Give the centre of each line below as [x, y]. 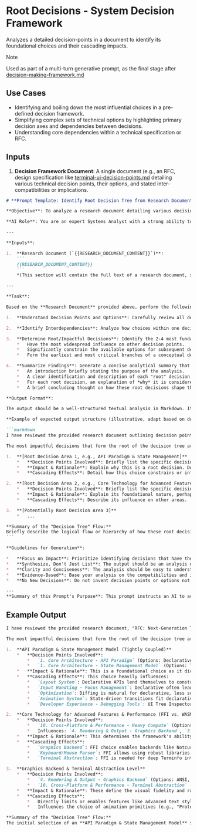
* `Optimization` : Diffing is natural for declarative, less [106, 693]
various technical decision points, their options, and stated [85, 184]
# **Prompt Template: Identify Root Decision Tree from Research [87, 201]
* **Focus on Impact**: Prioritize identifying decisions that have [94, 559]
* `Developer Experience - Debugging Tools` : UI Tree [97, 704]
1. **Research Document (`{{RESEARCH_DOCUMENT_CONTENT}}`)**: [85, 253]
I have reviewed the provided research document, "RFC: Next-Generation [97, 628]
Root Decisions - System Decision [90, 11]
